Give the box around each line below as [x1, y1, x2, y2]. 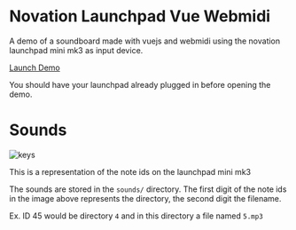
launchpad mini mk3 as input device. [9, 44, 144, 55]
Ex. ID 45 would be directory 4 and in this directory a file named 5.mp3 [9, 210, 263, 221]
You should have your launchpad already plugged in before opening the [9, 79, 271, 90]
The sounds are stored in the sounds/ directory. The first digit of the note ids [9, 184, 287, 194]
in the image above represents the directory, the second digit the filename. [9, 193, 282, 203]
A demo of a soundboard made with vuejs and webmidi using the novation [9, 36, 281, 46]
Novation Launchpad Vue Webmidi [9, 6, 271, 27]
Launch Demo [9, 62, 60, 73]
